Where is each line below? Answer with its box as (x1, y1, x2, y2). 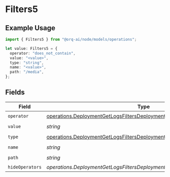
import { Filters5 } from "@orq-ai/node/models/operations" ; (5, 37, 137, 42)
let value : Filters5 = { (5, 46, 58, 51)
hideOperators (8, 164, 42, 170)
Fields (5, 88, 25, 97)
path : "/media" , (10, 70, 44, 75)
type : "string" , (10, 60, 44, 65)
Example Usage (5, 24, 56, 32)
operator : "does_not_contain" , (10, 50, 76, 56)
